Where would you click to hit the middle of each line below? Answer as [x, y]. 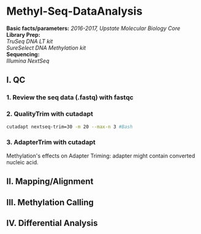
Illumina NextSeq [28, 61]
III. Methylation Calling [50, 202]
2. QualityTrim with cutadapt [50, 114]
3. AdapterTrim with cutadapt [51, 142]
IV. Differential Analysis [52, 223]
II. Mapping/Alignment [50, 182]
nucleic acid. [22, 162]
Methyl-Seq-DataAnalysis [74, 11]
